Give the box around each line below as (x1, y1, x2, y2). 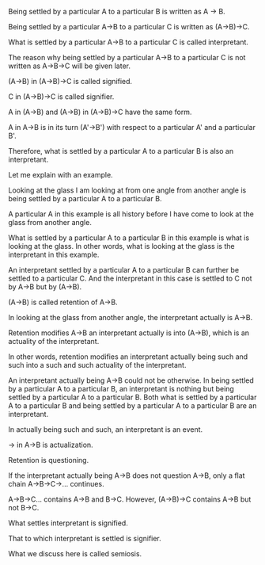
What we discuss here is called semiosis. (8, 549, 142, 558)
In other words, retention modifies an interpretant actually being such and (8, 352, 248, 361)
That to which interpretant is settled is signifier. (8, 534, 162, 543)
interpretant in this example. (8, 250, 100, 259)
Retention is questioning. (8, 456, 89, 464)
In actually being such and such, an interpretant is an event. (8, 425, 203, 434)
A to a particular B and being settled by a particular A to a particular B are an (8, 401, 257, 410)
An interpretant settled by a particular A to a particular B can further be (8, 265, 240, 274)
